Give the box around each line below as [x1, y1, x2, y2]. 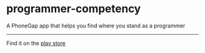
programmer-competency [6, 2, 142, 16]
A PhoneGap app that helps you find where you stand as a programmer [6, 22, 185, 29]
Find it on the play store [6, 39, 66, 47]
